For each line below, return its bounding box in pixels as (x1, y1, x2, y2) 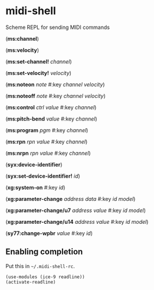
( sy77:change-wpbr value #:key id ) (5, 229, 93, 237)
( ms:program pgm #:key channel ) (5, 126, 89, 133)
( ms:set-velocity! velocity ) (5, 69, 72, 76)
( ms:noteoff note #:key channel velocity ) (5, 92, 106, 99)
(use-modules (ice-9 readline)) (5, 273, 85, 280)
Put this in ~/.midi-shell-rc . (5, 262, 75, 269)
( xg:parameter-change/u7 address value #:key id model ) (5, 207, 146, 214)
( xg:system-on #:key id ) (5, 184, 65, 191)
